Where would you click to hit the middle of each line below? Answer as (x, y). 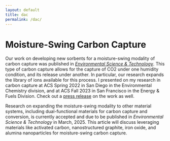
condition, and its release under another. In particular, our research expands (84, 75)
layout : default (22, 10)
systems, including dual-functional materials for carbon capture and (76, 112)
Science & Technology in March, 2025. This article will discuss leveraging (82, 122)
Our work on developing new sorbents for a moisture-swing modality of (80, 58)
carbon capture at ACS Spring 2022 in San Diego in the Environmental (79, 85)
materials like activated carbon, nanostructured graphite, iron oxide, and (81, 128)
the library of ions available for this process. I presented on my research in (83, 80)
